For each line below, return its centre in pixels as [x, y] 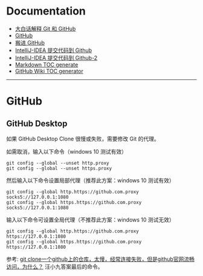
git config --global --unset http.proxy [58, 163]
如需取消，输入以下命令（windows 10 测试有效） [67, 151]
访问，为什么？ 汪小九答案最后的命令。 [55, 266]
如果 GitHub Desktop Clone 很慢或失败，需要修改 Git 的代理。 [83, 139]
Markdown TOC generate [47, 64]
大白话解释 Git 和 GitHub [45, 28]
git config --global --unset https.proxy [59, 168]
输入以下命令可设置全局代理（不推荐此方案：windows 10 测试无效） [91, 220]
